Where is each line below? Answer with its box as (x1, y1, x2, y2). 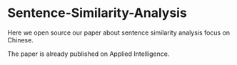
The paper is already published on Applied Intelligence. (7, 49, 170, 58)
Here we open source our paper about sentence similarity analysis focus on (7, 28, 231, 37)
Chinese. (7, 35, 34, 44)
